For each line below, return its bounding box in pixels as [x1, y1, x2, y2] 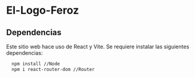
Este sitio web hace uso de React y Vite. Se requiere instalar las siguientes [6, 43, 190, 50]
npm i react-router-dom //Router [11, 66, 95, 72]
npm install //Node [11, 61, 60, 67]
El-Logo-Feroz [6, 4, 80, 17]
